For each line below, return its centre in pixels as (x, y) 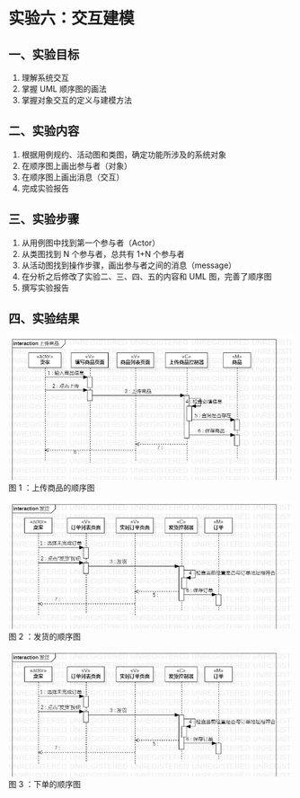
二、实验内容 (44, 131)
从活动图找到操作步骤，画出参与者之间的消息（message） (129, 265)
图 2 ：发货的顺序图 (45, 636)
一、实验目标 (44, 54)
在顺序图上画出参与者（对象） (76, 165)
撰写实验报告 (45, 288)
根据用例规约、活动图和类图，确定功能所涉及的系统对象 (124, 155)
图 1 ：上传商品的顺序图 (52, 488)
